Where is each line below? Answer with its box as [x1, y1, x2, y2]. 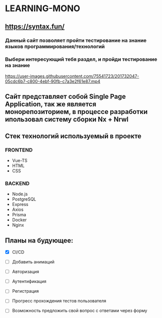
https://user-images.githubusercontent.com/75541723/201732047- [5, 73, 139, 79]
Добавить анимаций [12, 259, 55, 265]
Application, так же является [5, 100, 97, 109]
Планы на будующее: [5, 236, 74, 244]
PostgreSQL [12, 196, 36, 202]
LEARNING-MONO [5, 3, 81, 14]
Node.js [12, 191, 28, 197]
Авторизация [12, 269, 40, 275]
